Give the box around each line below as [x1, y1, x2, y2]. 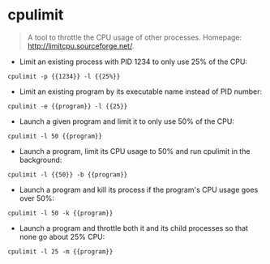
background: [19, 155, 62, 164]
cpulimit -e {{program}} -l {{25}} [7, 102, 128, 110]
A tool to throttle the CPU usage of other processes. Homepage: [27, 32, 242, 42]
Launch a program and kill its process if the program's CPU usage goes [19, 185, 259, 194]
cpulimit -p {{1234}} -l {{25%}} [7, 72, 121, 80]
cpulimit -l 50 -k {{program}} [7, 209, 114, 217]
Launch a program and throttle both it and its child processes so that [19, 223, 249, 232]
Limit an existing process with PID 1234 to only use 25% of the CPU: [19, 57, 248, 66]
